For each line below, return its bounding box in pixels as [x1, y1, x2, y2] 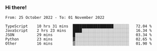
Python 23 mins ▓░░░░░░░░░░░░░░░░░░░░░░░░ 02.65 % [5, 37, 152, 42]
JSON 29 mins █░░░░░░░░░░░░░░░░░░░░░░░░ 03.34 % [5, 33, 152, 38]
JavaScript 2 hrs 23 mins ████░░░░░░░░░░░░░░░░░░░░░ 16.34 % [5, 28, 152, 33]
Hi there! [5, 4, 27, 11]
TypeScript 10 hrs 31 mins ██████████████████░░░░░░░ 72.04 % [5, 24, 152, 29]
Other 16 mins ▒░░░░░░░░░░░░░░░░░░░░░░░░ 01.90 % [5, 41, 152, 46]
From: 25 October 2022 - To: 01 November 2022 [5, 15, 105, 20]
